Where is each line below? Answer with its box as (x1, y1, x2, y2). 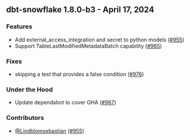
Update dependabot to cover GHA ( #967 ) (14, 99, 117, 106)
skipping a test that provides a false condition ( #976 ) (14, 71, 144, 78)
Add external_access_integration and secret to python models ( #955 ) (14, 36, 185, 43)
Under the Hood (6, 85, 53, 94)
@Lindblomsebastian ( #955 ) (14, 127, 85, 134)
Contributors (6, 114, 45, 122)
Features (6, 23, 33, 31)
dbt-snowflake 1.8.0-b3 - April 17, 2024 (6, 5, 154, 15)
